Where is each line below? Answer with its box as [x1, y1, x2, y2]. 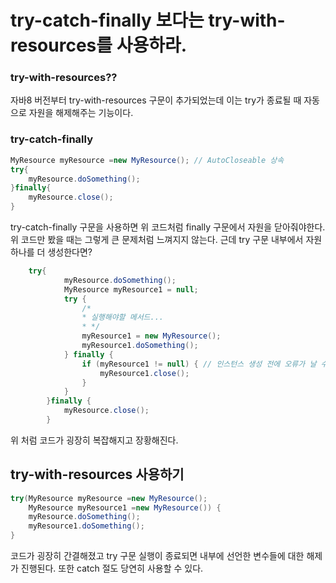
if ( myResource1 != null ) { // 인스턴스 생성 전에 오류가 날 [81, 359, 317, 369]
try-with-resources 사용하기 [10, 466, 185, 483]
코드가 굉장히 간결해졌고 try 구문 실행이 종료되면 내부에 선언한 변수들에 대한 [10, 550, 305, 562]
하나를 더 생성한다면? [10, 246, 93, 258]
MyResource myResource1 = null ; [63, 284, 199, 295]
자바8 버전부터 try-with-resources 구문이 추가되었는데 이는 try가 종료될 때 [10, 94, 302, 106]
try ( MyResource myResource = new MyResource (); [10, 493, 208, 503]
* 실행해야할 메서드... [81, 312, 165, 323]
